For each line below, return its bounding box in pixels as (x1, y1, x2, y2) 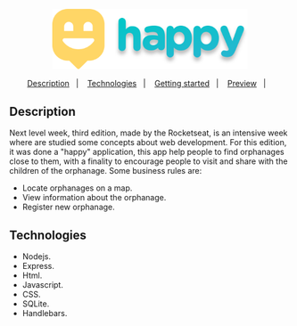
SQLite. (21, 298, 50, 309)
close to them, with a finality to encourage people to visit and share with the (9, 156, 288, 167)
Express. (21, 260, 55, 271)
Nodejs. (21, 250, 52, 262)
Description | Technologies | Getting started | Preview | (26, 78, 267, 89)
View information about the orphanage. (21, 192, 167, 203)
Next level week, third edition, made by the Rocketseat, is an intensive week (9, 127, 288, 138)
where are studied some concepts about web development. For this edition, (9, 137, 287, 148)
